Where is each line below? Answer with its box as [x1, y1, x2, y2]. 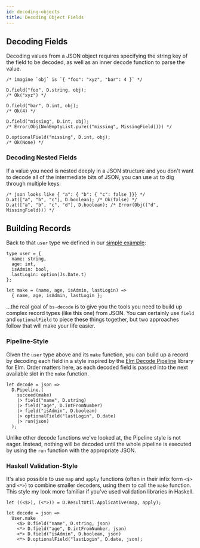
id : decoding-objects [6, 8, 60, 15]
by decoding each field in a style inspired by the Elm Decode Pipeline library [6, 357, 194, 364]
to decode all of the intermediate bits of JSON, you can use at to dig [6, 173, 174, 180]
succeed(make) [17, 392, 52, 398]
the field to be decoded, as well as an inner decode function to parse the [6, 59, 185, 66]
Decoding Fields [6, 37, 68, 47]
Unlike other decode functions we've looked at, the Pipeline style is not [6, 434, 181, 441]
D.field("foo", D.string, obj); [6, 87, 87, 93]
